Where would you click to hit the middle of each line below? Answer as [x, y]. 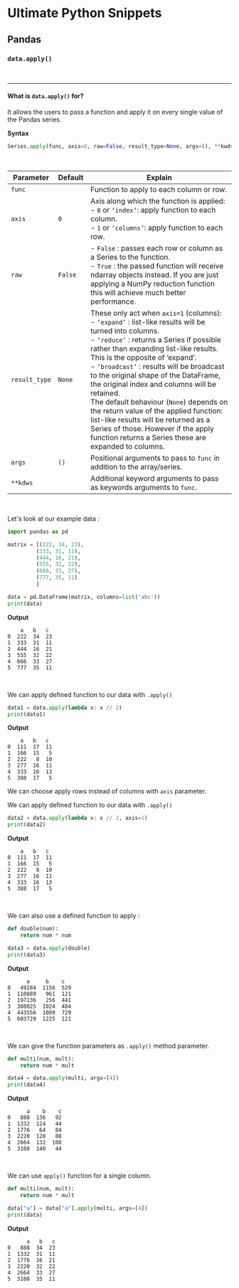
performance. [113, 302]
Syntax [18, 134]
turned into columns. [125, 331]
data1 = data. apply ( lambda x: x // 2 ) [65, 708]
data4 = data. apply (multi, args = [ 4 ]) [63, 1078]
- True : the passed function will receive [157, 266]
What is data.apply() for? [46, 96]
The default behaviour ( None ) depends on [159, 402]
